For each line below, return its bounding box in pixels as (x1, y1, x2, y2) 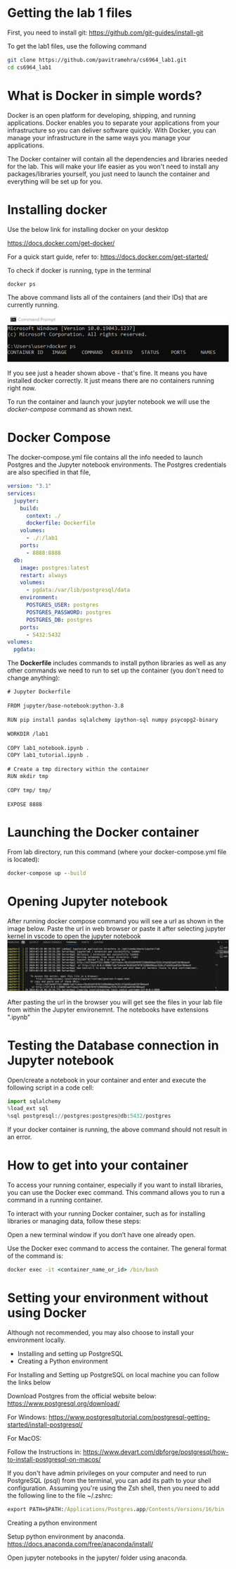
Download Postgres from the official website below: (7, 1391, 157, 1400)
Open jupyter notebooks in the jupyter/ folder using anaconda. (7, 1553, 188, 1562)
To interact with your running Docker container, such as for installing (7, 1210, 206, 1218)
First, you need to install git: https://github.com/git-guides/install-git (7, 28, 204, 37)
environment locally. (7, 1336, 66, 1344)
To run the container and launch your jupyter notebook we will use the (7, 398, 211, 406)
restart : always (20, 572, 68, 579)
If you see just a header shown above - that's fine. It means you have (7, 369, 207, 378)
